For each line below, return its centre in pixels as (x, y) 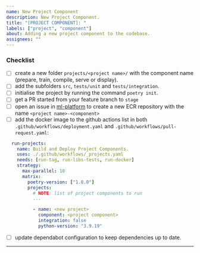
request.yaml (31, 133)
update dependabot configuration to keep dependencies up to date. (98, 237)
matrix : (32, 176)
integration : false (62, 221)
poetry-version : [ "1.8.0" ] (61, 182)
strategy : (29, 165)
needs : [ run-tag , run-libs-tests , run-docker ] (76, 160)
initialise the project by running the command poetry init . (86, 93)
